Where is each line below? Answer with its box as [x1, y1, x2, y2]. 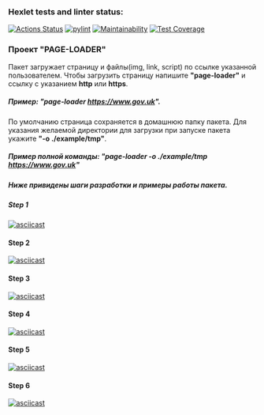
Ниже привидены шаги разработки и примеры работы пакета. [8, 180, 228, 190]
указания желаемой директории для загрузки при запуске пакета [8, 125, 231, 134]
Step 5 [8, 345, 30, 354]
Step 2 [8, 238, 30, 247]
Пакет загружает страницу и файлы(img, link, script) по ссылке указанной [8, 62, 257, 71]
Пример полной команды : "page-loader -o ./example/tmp [8, 152, 208, 161]
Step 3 [8, 274, 30, 283]
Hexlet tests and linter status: [8, 6, 124, 17]
